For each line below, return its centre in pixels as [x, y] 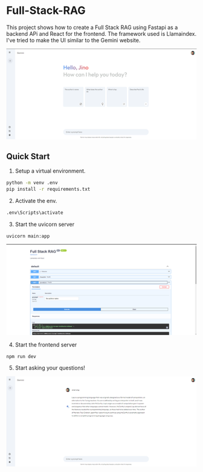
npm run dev [21, 356]
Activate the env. [36, 201]
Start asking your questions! [50, 368]
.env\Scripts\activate [35, 213]
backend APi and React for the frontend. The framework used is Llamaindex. [101, 33]
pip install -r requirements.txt [48, 189]
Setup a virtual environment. [50, 171]
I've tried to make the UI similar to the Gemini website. [73, 40]
